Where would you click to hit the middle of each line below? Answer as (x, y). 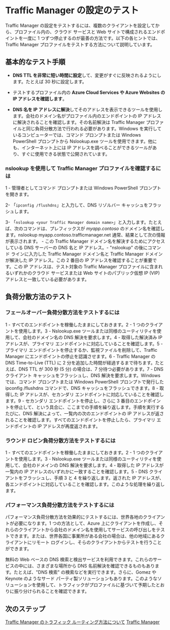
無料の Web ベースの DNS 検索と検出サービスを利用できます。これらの (79, 559)
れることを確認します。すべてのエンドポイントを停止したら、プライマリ (80, 420)
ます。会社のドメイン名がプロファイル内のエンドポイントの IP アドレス (87, 116)
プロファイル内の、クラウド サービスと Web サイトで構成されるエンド (87, 31)
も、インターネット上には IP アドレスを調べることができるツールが (82, 147)
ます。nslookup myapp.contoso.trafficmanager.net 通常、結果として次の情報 (86, 235)
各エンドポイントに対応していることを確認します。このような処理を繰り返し (85, 484)
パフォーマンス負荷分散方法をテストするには (60, 505)
